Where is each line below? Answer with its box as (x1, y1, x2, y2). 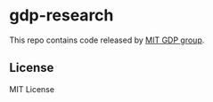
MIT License (9, 83, 55, 94)
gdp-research (9, 5, 114, 26)
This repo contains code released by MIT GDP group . (9, 35, 205, 45)
